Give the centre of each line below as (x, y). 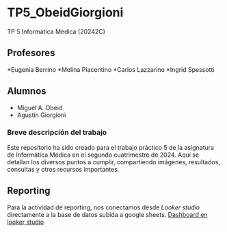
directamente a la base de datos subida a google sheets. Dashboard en (107, 214)
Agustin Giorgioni (41, 115)
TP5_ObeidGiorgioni (65, 13)
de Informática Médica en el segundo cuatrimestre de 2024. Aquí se (103, 155)
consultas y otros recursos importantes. (63, 169)
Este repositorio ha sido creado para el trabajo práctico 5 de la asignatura (110, 147)
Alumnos (27, 91)
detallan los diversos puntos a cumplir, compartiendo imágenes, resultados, (114, 162)
